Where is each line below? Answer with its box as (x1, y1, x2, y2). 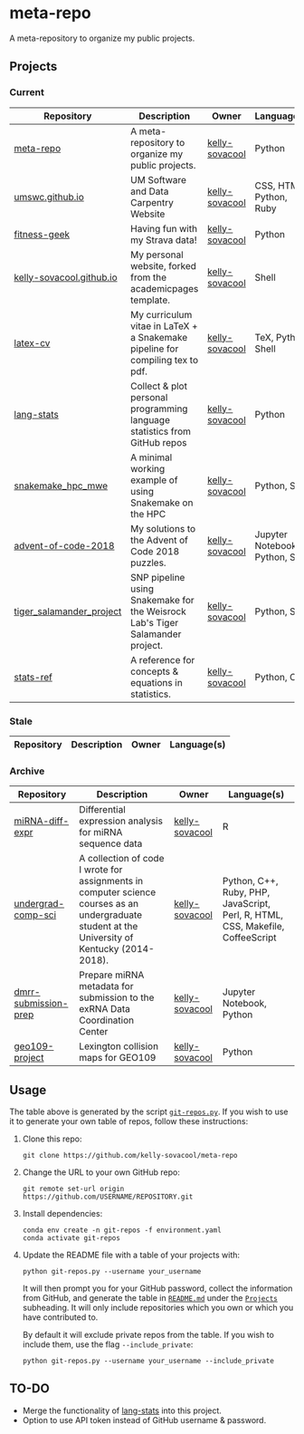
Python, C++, (222, 875, 279, 888)
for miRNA (79, 826, 123, 839)
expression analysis (79, 814, 163, 827)
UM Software (130, 173, 187, 186)
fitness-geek (14, 227, 71, 240)
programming (130, 402, 188, 415)
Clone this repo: (22, 1133, 82, 1144)
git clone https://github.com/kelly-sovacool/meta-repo (22, 1151, 238, 1160)
